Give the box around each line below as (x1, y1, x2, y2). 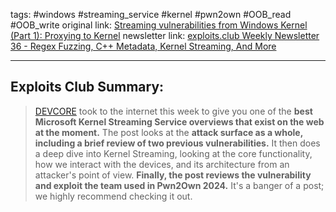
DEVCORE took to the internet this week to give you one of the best (34, 105, 313, 117)
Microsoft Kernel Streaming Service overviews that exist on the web (34, 115, 325, 128)
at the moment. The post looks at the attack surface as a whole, (34, 126, 303, 138)
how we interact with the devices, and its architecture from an (34, 158, 290, 170)
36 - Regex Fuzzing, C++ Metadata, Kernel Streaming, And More (10, 40, 277, 52)
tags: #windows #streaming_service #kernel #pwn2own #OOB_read (10, 9, 292, 20)
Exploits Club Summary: (10, 79, 165, 96)
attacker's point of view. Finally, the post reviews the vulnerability (34, 169, 312, 181)
